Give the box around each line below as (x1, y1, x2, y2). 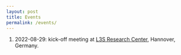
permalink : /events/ (6, 20, 58, 25)
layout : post (6, 8, 39, 15)
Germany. (14, 42, 39, 49)
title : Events (6, 14, 42, 20)
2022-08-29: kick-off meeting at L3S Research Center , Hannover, (14, 36, 176, 43)
